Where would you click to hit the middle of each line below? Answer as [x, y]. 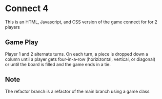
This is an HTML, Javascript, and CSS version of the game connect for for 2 [81, 22]
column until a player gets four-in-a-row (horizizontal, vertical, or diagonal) [80, 59]
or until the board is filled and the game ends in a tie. [58, 64]
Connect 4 [27, 8]
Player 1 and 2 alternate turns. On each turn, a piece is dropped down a [77, 54]
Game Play [22, 42]
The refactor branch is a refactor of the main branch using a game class [77, 91]
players [13, 27]
